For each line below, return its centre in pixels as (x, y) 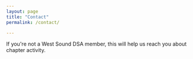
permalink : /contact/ (33, 22)
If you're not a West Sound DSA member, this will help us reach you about (96, 44)
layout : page (22, 11)
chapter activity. (26, 50)
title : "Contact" (28, 17)
